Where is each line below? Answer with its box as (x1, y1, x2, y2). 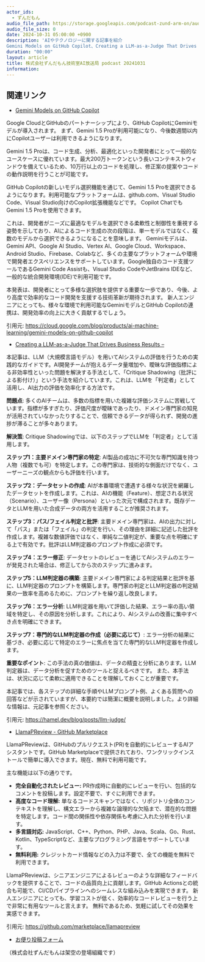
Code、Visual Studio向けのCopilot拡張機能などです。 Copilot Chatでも (6, 199, 183, 206)
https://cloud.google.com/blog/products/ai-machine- (25, 322, 159, 329)
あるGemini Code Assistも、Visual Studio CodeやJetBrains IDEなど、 (22, 266, 196, 273)
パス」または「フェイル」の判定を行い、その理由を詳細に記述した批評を (16, 526, 199, 533)
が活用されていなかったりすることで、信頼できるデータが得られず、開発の (6, 412, 193, 420)
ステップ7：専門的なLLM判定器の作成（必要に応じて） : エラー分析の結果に (6, 631, 195, 638)
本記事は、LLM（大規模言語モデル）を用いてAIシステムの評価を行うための (6, 353, 193, 361)
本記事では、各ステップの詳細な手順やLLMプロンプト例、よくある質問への (6, 688, 194, 695)
